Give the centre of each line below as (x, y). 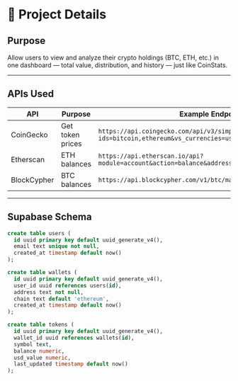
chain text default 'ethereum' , (62, 299)
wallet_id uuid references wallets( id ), (74, 338)
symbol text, (33, 344)
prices (72, 143)
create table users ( (39, 233)
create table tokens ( (41, 325)
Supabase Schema (50, 217)
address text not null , (49, 292)
